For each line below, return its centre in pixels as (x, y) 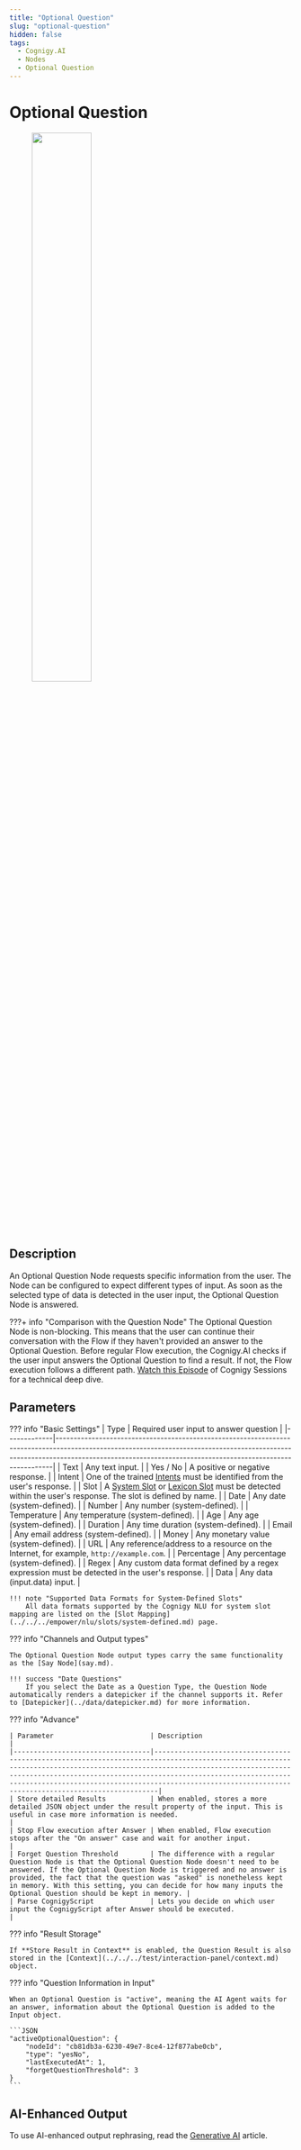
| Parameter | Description (106, 1736)
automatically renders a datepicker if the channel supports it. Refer (146, 1695)
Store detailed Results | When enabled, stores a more (142, 1799)
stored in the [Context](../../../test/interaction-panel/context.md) (144, 1959)
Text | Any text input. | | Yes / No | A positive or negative (166, 1467)
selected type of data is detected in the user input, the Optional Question (144, 1294)
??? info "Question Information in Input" (82, 1983)
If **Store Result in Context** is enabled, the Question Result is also (150, 1951)
